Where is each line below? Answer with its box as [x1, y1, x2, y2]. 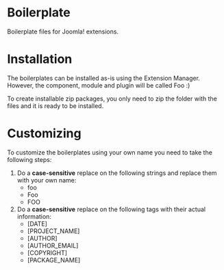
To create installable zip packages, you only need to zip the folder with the [7, 94, 217, 103]
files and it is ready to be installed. [7, 101, 104, 110]
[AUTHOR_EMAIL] [27, 241, 79, 249]
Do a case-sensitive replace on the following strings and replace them [16, 169, 217, 177]
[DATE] [27, 219, 48, 228]
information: [16, 212, 51, 220]
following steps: [7, 155, 52, 163]
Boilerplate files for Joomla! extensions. [7, 27, 119, 36]
